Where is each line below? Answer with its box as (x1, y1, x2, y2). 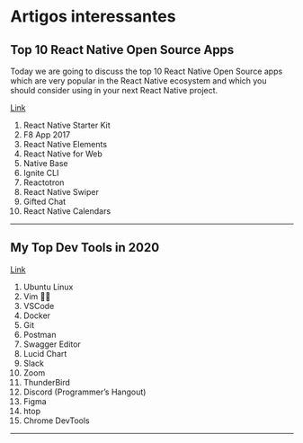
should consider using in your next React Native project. (10, 85, 218, 95)
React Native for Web (22, 148, 102, 159)
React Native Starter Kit (22, 120, 111, 130)
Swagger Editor (22, 339, 82, 350)
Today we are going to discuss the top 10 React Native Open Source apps (10, 66, 283, 76)
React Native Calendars (22, 206, 111, 217)
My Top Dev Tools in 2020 (10, 240, 160, 255)
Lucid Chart (22, 348, 67, 359)
